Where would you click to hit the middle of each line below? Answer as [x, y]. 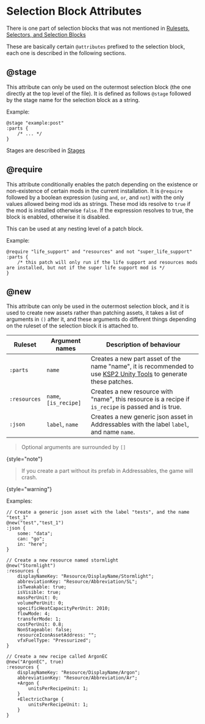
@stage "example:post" [35, 123]
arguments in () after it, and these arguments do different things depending [101, 320]
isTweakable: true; [42, 587]
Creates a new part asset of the [136, 359]
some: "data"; [35, 534]
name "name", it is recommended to [142, 367]
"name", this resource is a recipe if [140, 400]
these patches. [112, 382]
